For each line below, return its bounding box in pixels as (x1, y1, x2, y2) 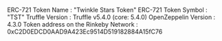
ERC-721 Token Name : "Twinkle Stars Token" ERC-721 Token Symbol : (7, 6, 208, 14)
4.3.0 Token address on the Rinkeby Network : (7, 20, 139, 28)
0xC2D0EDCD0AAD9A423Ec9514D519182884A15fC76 (7, 27, 163, 36)
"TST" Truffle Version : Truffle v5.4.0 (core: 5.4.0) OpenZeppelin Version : (7, 13, 216, 21)
